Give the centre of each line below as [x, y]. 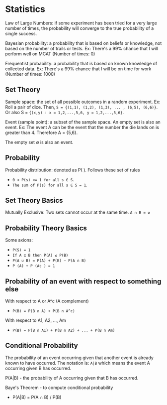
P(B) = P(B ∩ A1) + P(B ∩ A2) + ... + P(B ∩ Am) [64, 330]
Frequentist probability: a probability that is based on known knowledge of [81, 63]
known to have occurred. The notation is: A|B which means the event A [78, 363]
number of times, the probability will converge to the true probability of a [80, 28]
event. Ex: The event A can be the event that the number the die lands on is [82, 127]
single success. [21, 33]
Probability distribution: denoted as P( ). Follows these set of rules [73, 170]
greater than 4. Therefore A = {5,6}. [42, 133]
